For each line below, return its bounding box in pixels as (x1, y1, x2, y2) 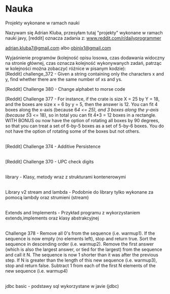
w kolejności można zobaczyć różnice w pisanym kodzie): (5, 65, 126, 71)
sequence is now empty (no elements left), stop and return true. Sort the (5, 235, 156, 241)
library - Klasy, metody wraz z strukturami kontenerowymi (5, 173, 126, 180)
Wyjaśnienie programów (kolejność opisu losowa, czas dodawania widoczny (5, 54, 165, 61)
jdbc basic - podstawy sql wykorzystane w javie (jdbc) (5, 283, 119, 289)
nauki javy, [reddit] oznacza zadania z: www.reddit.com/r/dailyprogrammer (5, 35, 161, 41)
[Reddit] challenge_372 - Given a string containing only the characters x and (5, 70, 164, 77)
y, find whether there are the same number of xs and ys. (5, 76, 122, 82)
